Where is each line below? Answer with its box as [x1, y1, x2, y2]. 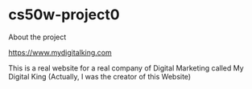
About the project [8, 32, 67, 42]
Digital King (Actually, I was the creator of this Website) [8, 71, 192, 81]
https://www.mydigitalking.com [8, 47, 113, 57]
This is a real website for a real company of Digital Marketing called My [8, 63, 244, 73]
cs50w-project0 [8, 6, 120, 24]
